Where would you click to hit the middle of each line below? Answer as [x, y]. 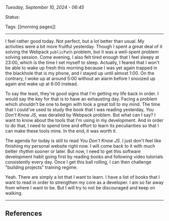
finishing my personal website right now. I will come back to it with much [80, 146]
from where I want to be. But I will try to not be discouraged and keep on [80, 188]
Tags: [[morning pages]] [30, 27]
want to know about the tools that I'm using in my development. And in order [84, 120]
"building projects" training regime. [41, 167]
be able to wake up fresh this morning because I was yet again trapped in [81, 68]
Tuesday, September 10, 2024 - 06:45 [45, 7]
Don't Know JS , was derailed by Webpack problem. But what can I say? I [80, 115]
